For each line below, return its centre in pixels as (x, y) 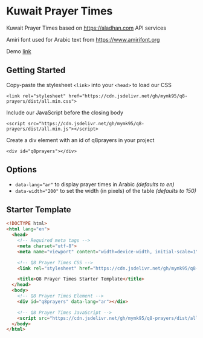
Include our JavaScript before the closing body (65, 112)
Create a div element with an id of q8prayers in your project (80, 140)
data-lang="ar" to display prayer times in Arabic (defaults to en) (95, 184)
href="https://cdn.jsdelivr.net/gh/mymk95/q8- (128, 96)
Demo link (19, 51)
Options (22, 170)
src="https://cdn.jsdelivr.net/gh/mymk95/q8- (86, 123)
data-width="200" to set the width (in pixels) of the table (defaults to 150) (105, 190)
